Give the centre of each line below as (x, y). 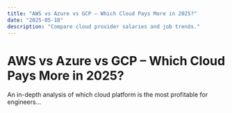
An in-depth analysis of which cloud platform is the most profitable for (108, 95)
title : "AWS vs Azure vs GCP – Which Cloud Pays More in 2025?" (102, 14)
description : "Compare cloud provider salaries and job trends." (103, 26)
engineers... (24, 102)
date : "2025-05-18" (35, 20)
